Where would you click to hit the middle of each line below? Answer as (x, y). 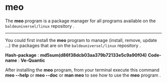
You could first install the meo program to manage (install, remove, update (81, 40)
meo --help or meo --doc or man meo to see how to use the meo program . (83, 75)
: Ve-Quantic (32, 60)
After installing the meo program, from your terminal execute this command (83, 70)
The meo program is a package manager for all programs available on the (81, 21)
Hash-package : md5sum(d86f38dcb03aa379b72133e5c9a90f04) (76, 55)
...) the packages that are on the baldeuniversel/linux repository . (73, 45)
